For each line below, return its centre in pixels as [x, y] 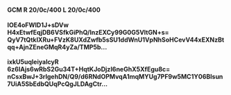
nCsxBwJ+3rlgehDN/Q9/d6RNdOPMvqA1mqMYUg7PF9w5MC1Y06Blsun [115, 77]
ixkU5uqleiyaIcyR [33, 62]
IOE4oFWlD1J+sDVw [38, 25]
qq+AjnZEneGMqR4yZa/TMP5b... [57, 47]
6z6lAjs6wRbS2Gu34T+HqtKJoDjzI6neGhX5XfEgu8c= [89, 69]
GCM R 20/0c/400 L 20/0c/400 [54, 10]
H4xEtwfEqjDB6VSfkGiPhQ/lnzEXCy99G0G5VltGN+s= [88, 33]
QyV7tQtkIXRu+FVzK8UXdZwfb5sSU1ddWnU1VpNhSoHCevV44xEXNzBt [116, 40]
